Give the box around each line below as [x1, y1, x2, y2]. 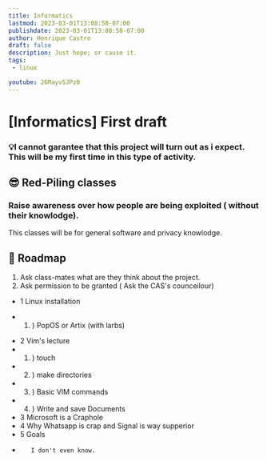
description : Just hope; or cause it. [8, 49, 137, 57]
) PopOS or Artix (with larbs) [31, 321, 126, 331]
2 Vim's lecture [19, 336, 70, 346]
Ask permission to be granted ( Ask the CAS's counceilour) [19, 281, 214, 291]
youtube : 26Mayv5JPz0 [8, 78, 81, 86]
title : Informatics [8, 11, 74, 20]
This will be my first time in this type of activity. [8, 151, 197, 162]
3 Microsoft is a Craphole [19, 413, 104, 423]
